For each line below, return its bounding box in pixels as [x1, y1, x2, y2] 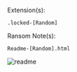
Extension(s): [7, 6, 45, 14]
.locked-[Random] [7, 20, 58, 27]
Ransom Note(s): [7, 31, 56, 40]
